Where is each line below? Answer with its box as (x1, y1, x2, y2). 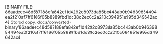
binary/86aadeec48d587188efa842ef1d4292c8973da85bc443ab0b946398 (5, 24, 157, 30)
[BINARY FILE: (5, 4, 34, 10)
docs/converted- (37, 19, 72, 25)
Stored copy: (10, 19, 36, 25)
